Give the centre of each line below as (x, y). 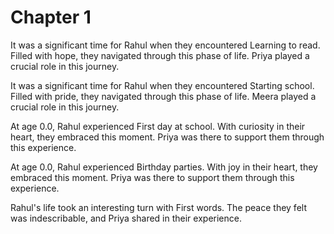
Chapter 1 (51, 17)
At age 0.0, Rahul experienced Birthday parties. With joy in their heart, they (164, 167)
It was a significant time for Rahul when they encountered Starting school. (162, 85)
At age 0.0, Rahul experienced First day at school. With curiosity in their (158, 126)
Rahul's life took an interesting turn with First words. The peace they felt (158, 207)
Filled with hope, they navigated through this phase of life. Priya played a (160, 55)
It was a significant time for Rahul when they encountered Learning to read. (165, 45)
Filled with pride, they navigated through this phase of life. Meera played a (163, 96)
